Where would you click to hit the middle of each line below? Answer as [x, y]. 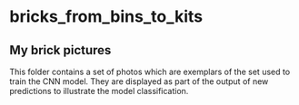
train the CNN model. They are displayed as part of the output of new [139, 81]
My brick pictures [60, 50]
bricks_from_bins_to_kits [106, 17]
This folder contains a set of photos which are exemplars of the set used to [150, 72]
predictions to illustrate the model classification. [99, 91]
